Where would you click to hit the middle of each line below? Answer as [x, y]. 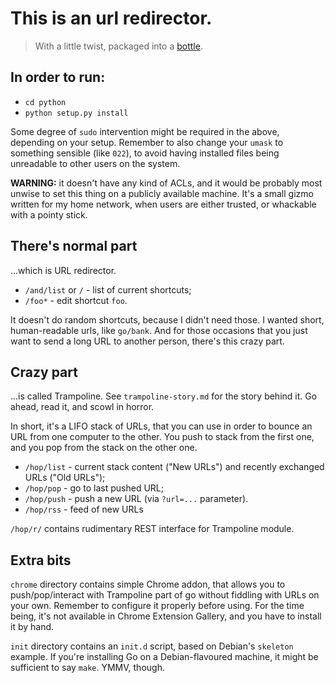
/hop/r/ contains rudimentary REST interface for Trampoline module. [152, 529]
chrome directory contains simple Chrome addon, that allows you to [148, 584]
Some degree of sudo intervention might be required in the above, [145, 131]
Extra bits [41, 560]
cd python [45, 102]
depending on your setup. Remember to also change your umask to [147, 142]
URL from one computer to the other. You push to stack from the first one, [162, 437]
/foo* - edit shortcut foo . [76, 300]
